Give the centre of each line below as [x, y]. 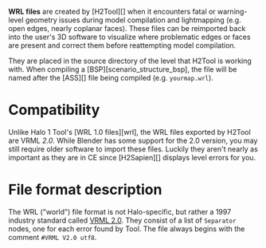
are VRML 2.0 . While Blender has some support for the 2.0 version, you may [133, 140]
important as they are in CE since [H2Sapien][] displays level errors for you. [132, 157]
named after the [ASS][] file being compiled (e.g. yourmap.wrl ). [111, 78]
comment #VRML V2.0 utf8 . [53, 237]
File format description [85, 190]
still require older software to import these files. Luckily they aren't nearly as [133, 149]
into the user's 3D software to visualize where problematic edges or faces [129, 37]
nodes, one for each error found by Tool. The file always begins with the [127, 228]
